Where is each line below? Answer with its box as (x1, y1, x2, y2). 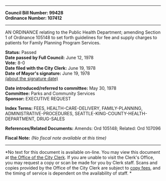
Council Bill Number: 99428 (5, 10, 64, 15)
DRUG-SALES (37, 116, 65, 122)
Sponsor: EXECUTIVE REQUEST (5, 96, 71, 101)
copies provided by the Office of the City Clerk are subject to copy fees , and (5, 165, 161, 171)
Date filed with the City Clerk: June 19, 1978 (5, 65, 96, 71)
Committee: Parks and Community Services (5, 90, 95, 96)
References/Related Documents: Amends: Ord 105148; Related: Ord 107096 (5, 126, 161, 131)
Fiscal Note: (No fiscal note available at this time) (5, 135, 107, 141)
